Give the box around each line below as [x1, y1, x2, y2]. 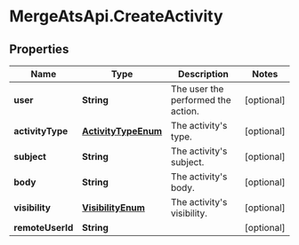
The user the [170, 83, 224, 95]
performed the [170, 94, 231, 106]
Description [177, 68, 229, 80]
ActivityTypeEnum [81, 125, 163, 137]
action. [170, 105, 200, 117]
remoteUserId [13, 222, 74, 233]
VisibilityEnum [81, 202, 145, 214]
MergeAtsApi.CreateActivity [9, 6, 224, 27]
